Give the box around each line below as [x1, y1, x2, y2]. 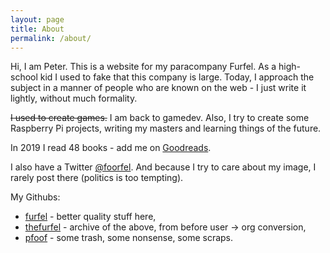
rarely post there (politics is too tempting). [10, 172, 184, 184]
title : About [10, 24, 65, 34]
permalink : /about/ [10, 33, 92, 43]
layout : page [10, 14, 65, 25]
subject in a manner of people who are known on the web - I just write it [10, 82, 307, 94]
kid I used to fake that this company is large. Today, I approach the [39, 71, 315, 83]
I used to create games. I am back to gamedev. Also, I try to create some [10, 112, 310, 124]
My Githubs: [10, 191, 61, 203]
